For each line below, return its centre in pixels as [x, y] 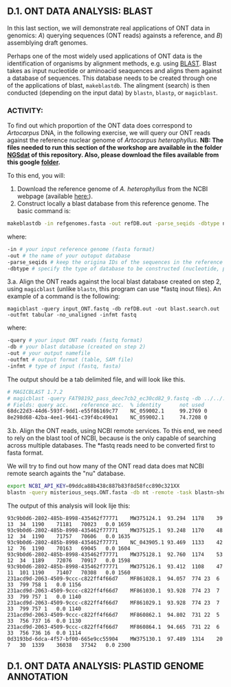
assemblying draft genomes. [47, 42]
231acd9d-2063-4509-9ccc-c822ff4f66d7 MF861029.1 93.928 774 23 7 [113, 603]
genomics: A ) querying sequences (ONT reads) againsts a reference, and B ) [115, 35]
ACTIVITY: [25, 110]
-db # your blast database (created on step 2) [77, 347]
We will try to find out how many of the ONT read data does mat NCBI [106, 466]
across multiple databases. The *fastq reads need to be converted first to [111, 446]
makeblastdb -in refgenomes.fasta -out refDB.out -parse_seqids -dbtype [113, 223]
